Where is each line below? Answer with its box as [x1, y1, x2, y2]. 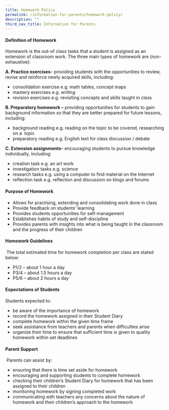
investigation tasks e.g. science [12, 166, 78, 172]
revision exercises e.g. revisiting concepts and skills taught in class [12, 94, 152, 101]
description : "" [5, 17, 39, 22]
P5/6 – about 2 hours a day [12, 275, 69, 281]
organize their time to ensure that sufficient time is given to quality [12, 329, 150, 335]
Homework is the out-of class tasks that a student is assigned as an [5, 48, 146, 55]
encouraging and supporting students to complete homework [12, 372, 140, 379]
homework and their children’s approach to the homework [12, 399, 133, 405]
